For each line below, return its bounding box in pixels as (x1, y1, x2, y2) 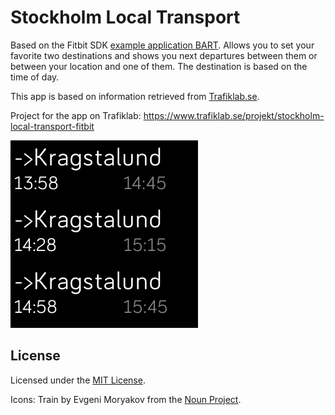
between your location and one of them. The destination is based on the (10, 60, 308, 72)
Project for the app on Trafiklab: (10, 109, 142, 121)
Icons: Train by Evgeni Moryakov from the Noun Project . (10, 393, 242, 405)
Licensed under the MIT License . (10, 374, 146, 386)
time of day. (10, 71, 60, 83)
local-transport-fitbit (10, 120, 95, 132)
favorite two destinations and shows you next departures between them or (10, 49, 318, 61)
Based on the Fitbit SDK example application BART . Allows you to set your (10, 39, 315, 51)
